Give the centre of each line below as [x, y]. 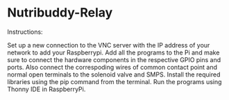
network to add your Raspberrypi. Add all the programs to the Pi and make [113, 52]
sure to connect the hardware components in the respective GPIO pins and [114, 59]
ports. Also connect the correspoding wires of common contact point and [112, 67]
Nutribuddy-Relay [60, 13]
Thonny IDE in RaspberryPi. [46, 89]
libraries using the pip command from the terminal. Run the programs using [114, 81]
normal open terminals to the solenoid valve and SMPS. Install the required [114, 74]
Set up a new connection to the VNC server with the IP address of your [109, 45]
